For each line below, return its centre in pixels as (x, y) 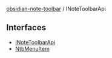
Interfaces (26, 27)
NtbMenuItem (32, 48)
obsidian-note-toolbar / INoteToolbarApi (56, 9)
